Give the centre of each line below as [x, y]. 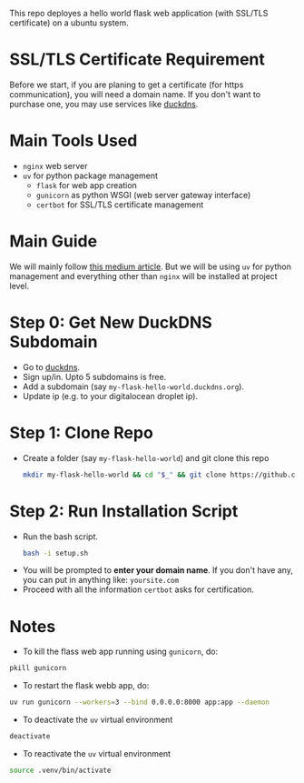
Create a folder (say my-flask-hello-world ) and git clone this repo [146, 457]
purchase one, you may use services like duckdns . [104, 104]
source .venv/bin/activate [60, 770]
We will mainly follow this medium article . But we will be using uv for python [151, 266]
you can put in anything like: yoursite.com [101, 580]
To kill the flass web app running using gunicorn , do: [120, 652]
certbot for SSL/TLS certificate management [120, 205]
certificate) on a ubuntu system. [69, 23]
